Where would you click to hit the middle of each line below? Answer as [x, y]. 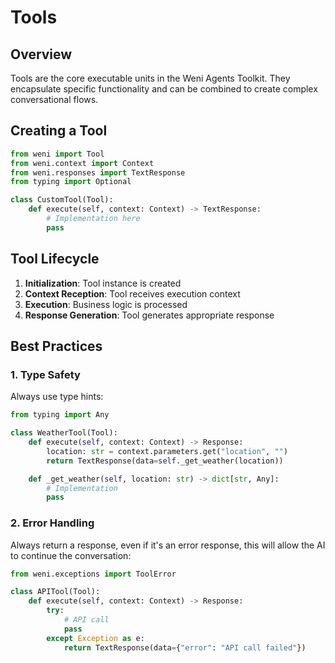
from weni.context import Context [82, 163]
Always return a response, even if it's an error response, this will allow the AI [168, 545]
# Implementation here [93, 219]
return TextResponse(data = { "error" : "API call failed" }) [185, 647]
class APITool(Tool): [55, 592]
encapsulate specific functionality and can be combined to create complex [164, 89]
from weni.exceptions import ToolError [93, 574]
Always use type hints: [57, 397]
